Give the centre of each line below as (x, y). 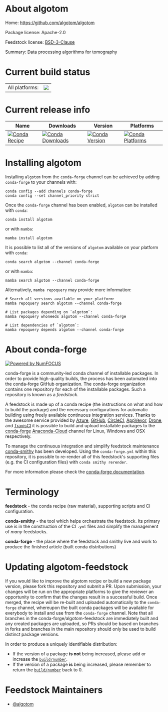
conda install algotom (29, 219)
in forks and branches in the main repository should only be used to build (80, 629)
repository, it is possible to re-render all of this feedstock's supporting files (82, 456)
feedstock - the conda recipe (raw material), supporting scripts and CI (78, 506)
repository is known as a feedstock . (42, 394)
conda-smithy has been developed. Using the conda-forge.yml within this (81, 451)
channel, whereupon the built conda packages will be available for (85, 608)
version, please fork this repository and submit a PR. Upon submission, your (83, 586)
